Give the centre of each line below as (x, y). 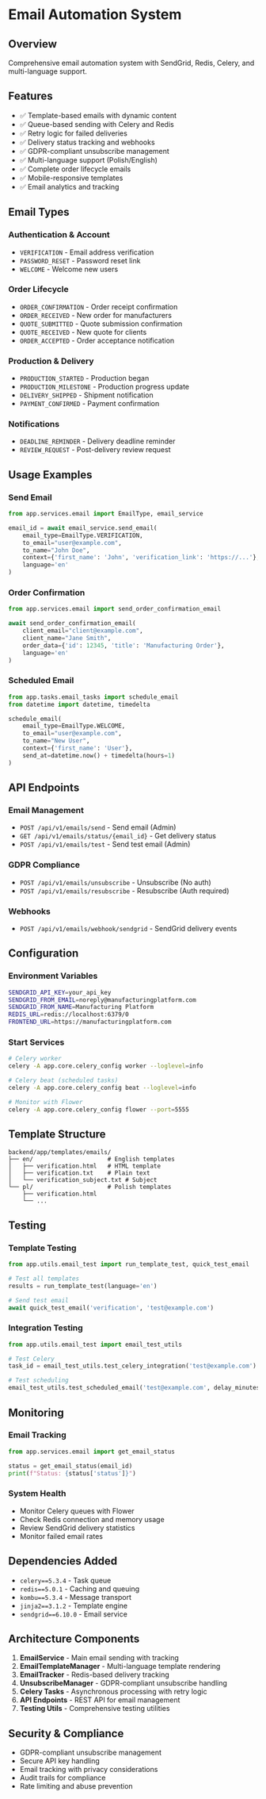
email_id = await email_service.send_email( (83, 528)
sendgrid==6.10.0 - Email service (74, 1614)
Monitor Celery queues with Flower (77, 1511)
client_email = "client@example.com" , (83, 631)
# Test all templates (44, 1279)
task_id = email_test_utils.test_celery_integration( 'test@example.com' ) (133, 1366)
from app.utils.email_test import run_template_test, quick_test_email (129, 1264)
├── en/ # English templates (92, 1160)
